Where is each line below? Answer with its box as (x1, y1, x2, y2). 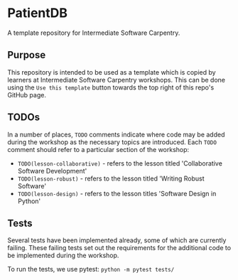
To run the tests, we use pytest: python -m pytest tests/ (7, 265, 175, 274)
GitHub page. (7, 90, 46, 99)
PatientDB (7, 5, 68, 21)
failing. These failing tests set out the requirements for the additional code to (7, 244, 232, 252)
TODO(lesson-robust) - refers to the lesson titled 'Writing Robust (17, 174, 205, 183)
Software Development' (17, 166, 87, 175)
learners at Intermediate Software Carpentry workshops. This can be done (7, 75, 226, 84)
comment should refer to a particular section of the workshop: (7, 145, 190, 154)
